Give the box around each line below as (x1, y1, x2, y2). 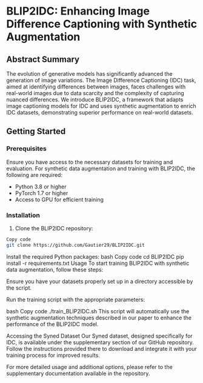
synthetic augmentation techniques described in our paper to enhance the (6, 314, 192, 321)
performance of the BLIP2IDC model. (6, 320, 99, 328)
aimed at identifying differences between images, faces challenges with (6, 83, 186, 90)
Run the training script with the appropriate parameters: (6, 296, 145, 303)
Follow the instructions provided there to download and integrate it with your (6, 345, 197, 352)
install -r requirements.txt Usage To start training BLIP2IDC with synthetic (6, 259, 190, 267)
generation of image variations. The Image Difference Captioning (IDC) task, (6, 77, 196, 84)
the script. (6, 284, 32, 291)
